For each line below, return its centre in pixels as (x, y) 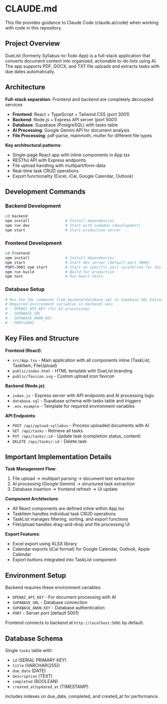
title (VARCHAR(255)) (36, 666)
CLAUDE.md (31, 9)
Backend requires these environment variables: (53, 588)
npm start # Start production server (63, 230)
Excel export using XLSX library (44, 544)
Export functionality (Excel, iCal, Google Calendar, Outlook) (73, 176)
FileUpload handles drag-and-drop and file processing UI (71, 524)
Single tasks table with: (29, 651)
